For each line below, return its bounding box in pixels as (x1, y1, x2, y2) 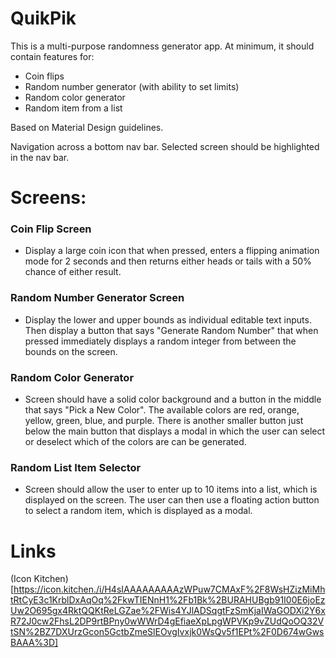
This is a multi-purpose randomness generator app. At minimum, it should (10, 40, 315, 52)
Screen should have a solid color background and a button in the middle (24, 393, 322, 406)
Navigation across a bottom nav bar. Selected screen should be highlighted (10, 140, 320, 152)
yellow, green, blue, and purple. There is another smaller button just (24, 415, 304, 427)
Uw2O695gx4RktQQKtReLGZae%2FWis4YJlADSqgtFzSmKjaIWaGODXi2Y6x (10, 605, 326, 617)
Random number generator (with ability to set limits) (24, 80, 240, 92)
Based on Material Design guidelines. (10, 121, 164, 133)
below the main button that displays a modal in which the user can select (24, 425, 326, 437)
